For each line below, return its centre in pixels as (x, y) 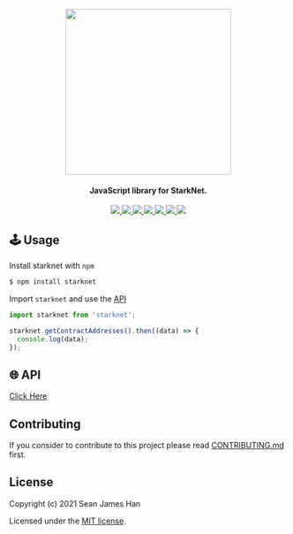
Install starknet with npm (52, 266)
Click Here (28, 396)
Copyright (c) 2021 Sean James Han (75, 503)
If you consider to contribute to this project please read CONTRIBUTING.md (146, 446)
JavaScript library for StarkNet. (148, 190)
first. (18, 454)
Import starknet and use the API (68, 298)
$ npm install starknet (53, 282)
